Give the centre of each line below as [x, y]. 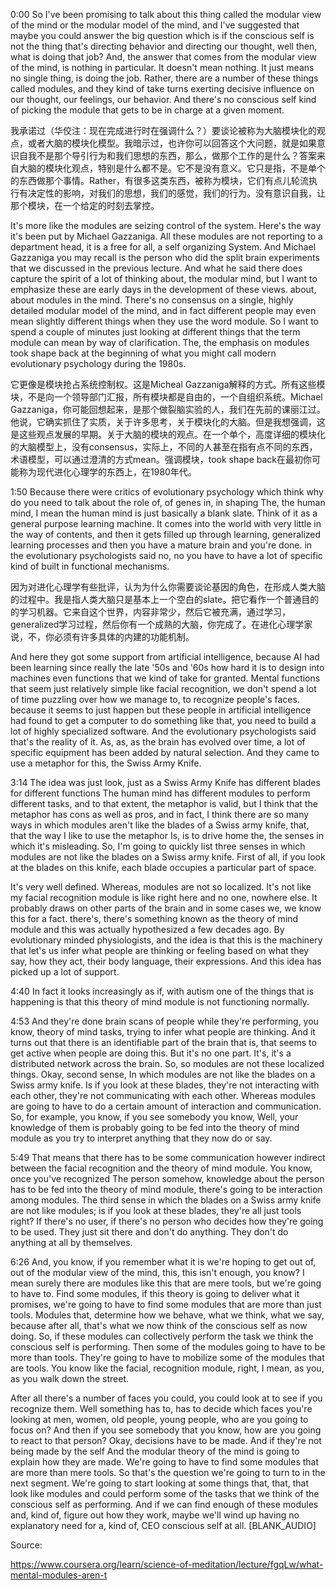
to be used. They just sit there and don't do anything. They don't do [149, 1232]
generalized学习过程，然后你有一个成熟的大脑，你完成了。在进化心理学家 [161, 624]
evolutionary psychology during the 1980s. [98, 363]
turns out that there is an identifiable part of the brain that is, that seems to [163, 1042]
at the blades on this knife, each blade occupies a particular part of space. [163, 867]
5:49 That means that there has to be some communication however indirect [168, 1157]
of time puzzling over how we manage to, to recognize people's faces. [155, 699]
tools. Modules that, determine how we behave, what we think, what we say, [167, 1315]
